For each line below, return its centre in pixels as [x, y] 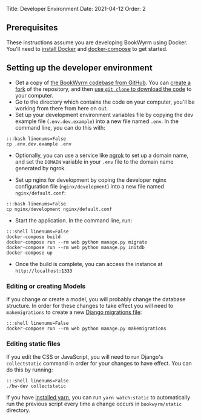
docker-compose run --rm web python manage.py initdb [76, 247]
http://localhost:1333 [44, 271]
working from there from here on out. [61, 108]
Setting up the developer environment [79, 68]
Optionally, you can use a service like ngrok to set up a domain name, [102, 155]
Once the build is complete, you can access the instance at [89, 264]
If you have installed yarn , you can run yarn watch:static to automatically [98, 398]
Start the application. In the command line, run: [74, 220]
